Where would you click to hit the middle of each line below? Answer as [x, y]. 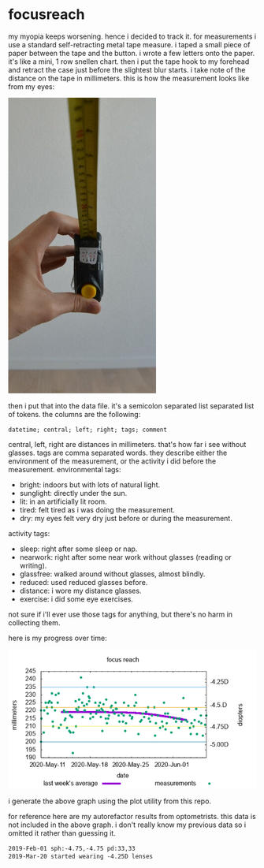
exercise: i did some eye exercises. [76, 599]
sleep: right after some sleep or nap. [78, 549]
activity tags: [29, 533]
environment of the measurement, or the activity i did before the [112, 461]
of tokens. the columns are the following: [74, 414]
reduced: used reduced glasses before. [84, 582]
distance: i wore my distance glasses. [80, 590]
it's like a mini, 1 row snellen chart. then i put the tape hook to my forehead [129, 61]
